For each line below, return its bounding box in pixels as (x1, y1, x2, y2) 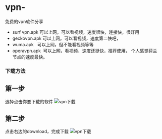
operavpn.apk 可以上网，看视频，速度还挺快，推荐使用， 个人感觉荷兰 (12, 48, 158, 54)
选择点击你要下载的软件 (5, 98, 53, 104)
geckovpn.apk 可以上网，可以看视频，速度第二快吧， (12, 35, 121, 41)
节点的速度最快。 (12, 54, 48, 60)
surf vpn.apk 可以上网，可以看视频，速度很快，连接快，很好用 (12, 29, 140, 35)
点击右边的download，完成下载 (5, 129, 69, 135)
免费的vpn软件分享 (5, 18, 44, 24)
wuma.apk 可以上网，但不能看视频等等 (12, 41, 94, 47)
